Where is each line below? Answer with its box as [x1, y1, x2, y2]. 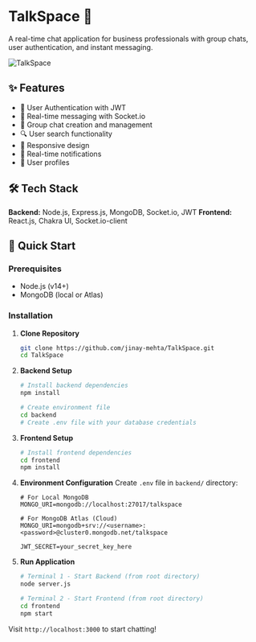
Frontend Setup [19, 433, 74, 442]
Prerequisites [8, 263, 62, 274]
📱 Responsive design [19, 140, 90, 150]
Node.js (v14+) [19, 282, 70, 291]
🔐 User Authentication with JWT [19, 102, 127, 112]
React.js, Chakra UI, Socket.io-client [8, 216, 128, 225]
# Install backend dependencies [19, 381, 128, 389]
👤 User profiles [19, 157, 70, 167]
